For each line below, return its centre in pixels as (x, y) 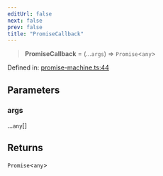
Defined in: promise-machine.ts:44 (58, 67)
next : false (25, 21)
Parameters (34, 90)
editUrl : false (30, 14)
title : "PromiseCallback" (45, 34)
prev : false (25, 27)
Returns (26, 148)
